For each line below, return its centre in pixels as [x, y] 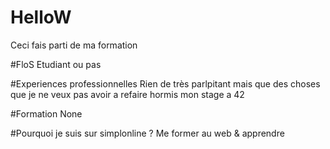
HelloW [41, 17]
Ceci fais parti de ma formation [74, 45]
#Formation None [46, 113]
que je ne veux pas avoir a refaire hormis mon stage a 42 [127, 94]
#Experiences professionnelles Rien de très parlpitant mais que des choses [165, 83]
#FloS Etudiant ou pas [56, 64]
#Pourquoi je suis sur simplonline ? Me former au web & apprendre [147, 133]
